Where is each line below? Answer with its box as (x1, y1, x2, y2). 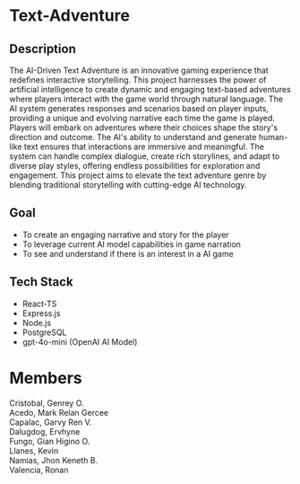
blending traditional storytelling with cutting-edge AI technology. (9, 180, 247, 189)
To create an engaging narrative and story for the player (21, 229, 230, 240)
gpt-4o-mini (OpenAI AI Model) (21, 336, 138, 347)
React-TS (21, 298, 57, 309)
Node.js (21, 317, 52, 328)
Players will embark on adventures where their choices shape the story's (9, 122, 279, 133)
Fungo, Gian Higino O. (9, 436, 90, 446)
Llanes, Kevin (9, 445, 59, 456)
